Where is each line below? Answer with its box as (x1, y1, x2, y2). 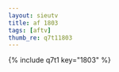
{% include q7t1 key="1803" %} (8, 55, 111, 65)
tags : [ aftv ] (8, 26, 52, 34)
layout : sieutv (8, 11, 59, 20)
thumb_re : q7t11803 (8, 33, 73, 42)
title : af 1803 (8, 19, 59, 27)
